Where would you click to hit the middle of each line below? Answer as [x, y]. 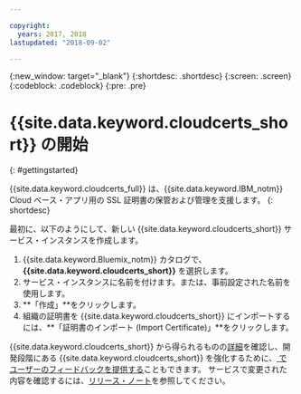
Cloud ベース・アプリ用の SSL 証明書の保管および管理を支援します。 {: [141, 200]
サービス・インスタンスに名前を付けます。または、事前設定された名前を [156, 283]
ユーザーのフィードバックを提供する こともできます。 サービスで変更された [148, 370]
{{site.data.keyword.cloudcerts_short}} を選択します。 [127, 271]
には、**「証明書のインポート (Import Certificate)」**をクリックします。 [158, 328]
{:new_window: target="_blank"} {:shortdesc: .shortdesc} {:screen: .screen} [150, 76]
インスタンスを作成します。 [92, 240]
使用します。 [46, 293]
